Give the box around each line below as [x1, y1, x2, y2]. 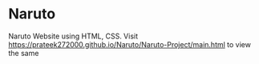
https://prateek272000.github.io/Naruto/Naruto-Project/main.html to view [8, 39, 251, 49]
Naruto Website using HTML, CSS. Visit [8, 31, 139, 41]
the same [8, 48, 39, 58]
